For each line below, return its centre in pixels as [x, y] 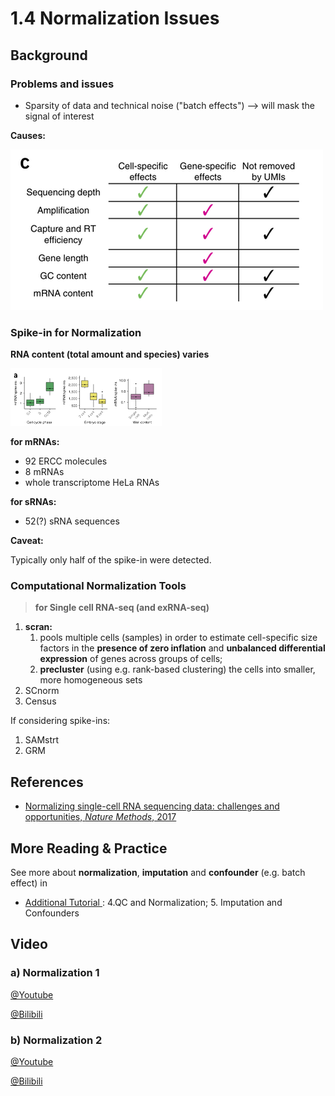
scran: [38, 627]
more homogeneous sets [91, 680]
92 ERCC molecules [66, 461]
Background [49, 55]
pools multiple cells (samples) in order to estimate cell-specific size [178, 638]
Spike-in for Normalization [76, 332]
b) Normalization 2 [56, 1040]
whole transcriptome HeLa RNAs [92, 483]
